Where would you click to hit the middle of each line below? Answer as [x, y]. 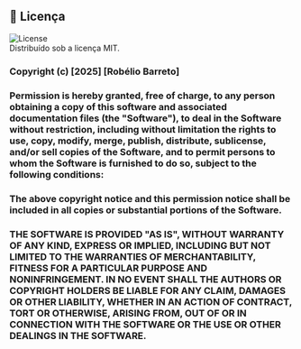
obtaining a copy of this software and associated [119, 106]
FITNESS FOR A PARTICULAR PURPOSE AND [109, 268]
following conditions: [57, 174]
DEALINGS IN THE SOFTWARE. [78, 335]
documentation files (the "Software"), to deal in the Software [146, 118]
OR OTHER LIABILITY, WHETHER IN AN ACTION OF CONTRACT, [151, 301]
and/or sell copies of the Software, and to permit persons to [142, 152]
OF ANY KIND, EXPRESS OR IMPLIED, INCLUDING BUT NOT [140, 245]
